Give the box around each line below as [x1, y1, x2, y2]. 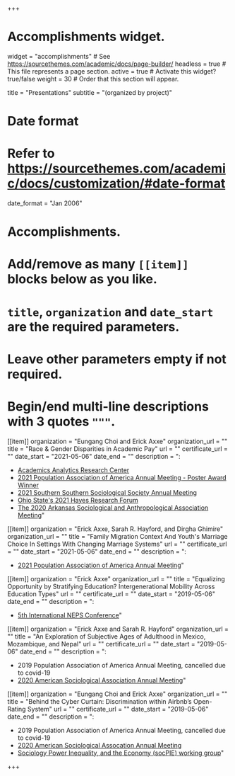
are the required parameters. [7, 319, 180, 335]
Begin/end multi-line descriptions [7, 399, 210, 414]
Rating [7, 704, 26, 713]
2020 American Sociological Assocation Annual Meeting [17, 741, 182, 749]
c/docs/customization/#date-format [7, 176, 226, 192]
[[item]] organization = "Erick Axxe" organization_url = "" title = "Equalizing [7, 574, 226, 583]
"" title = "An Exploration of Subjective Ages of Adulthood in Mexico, [7, 632, 206, 641]
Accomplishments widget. [7, 29, 165, 45]
